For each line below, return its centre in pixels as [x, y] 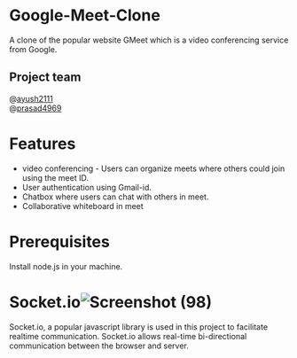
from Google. [33, 49]
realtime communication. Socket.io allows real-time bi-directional [128, 336]
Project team [45, 78]
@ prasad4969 [35, 108]
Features [43, 144]
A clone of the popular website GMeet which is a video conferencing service [149, 40]
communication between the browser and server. [99, 346]
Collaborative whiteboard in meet [82, 206]
